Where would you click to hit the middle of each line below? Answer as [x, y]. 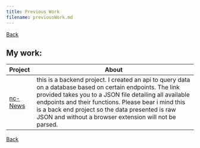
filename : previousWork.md [40, 17]
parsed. [47, 125]
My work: [24, 53]
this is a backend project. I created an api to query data [113, 80]
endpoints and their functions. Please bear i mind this [111, 102]
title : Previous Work [33, 12]
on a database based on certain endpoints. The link [108, 87]
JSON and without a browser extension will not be [107, 117]
